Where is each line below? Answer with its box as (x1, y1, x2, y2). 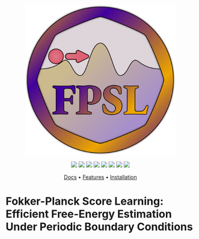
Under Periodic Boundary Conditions (5, 220, 193, 234)
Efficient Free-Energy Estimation (5, 207, 172, 221)
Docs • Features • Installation (64, 174, 137, 181)
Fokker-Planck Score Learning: (5, 195, 164, 208)
